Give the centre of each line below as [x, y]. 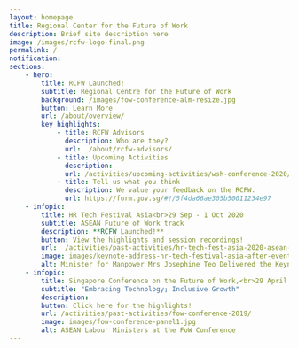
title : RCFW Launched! [83, 83]
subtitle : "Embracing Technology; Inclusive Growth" [141, 289]
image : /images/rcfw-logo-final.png [77, 42]
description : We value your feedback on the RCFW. [160, 190]
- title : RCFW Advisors [100, 133]
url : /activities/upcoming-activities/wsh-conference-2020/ [178, 174]
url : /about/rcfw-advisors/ [119, 149]
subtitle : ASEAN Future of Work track [113, 223]
